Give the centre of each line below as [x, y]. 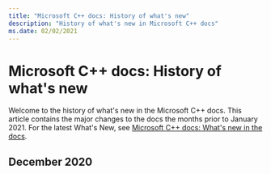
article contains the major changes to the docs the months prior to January [133, 119]
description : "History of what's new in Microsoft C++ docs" [114, 23]
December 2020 [51, 161]
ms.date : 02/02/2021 [43, 31]
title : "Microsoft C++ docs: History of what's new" [99, 16]
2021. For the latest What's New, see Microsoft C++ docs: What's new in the [135, 128]
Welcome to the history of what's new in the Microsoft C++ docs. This [125, 111]
